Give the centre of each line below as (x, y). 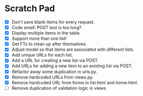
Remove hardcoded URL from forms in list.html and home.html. (75, 82)
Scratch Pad (30, 9)
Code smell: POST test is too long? (46, 28)
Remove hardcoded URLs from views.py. (52, 77)
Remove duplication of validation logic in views (59, 88)
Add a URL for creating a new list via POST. (55, 60)
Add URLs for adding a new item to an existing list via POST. (72, 66)
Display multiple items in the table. (46, 33)
